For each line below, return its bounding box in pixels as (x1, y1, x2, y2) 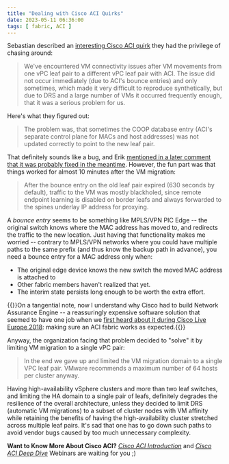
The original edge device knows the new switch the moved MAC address (16, 266, 223, 275)
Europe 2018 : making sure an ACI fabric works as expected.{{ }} (7, 323, 186, 332)
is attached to (16, 273, 56, 281)
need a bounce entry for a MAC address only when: (7, 253, 153, 261)
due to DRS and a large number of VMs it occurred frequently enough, (23, 91, 222, 100)
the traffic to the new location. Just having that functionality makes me (7, 231, 206, 239)
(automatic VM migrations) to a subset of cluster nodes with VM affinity (7, 406, 208, 415)
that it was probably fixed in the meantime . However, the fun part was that (7, 161, 216, 169)
